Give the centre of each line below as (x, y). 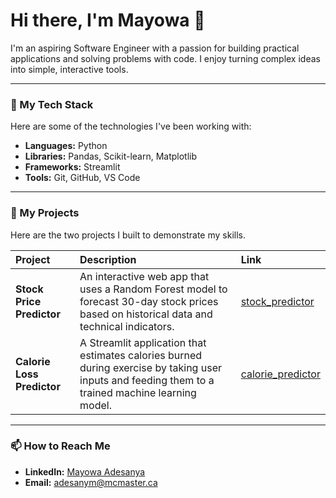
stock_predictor (277, 301)
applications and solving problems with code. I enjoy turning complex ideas (165, 58)
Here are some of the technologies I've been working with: (131, 126)
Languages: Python (66, 146)
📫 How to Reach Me (60, 446)
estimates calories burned (141, 355)
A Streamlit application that (143, 342)
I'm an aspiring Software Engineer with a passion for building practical (155, 48)
